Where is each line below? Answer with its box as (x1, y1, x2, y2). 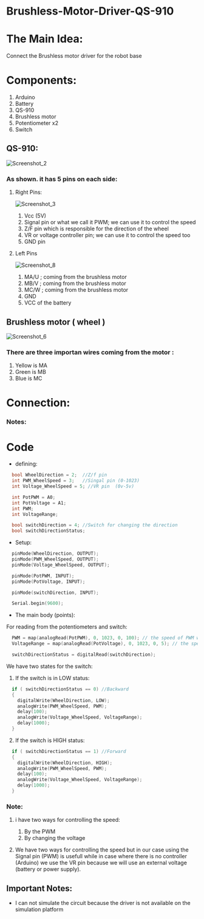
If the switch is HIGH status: (15, 737, 85, 744)
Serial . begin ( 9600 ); (12, 601, 64, 607)
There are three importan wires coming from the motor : (6, 348, 174, 356)
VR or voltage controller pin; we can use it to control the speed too (24, 232, 191, 239)
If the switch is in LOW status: (15, 674, 90, 681)
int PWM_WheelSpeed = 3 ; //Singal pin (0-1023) (12, 478, 140, 484)
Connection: (6, 396, 70, 410)
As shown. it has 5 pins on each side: (6, 174, 118, 183)
